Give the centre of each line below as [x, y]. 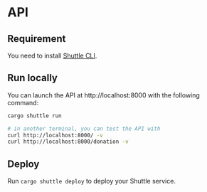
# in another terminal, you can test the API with [84, 129]
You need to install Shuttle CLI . [52, 55]
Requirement [37, 39]
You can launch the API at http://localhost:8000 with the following [104, 95]
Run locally [33, 78]
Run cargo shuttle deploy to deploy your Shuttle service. [92, 181]
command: [23, 102]
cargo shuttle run [34, 116]
